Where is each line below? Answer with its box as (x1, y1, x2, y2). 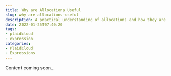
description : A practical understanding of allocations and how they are (5, 17, 166, 22)
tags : (5, 27, 17, 32)
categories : (5, 41, 31, 46)
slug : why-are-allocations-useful (5, 12, 79, 17)
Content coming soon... (5, 65, 55, 71)
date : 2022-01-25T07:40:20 (5, 22, 63, 27)
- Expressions (5, 50, 36, 55)
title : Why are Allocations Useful (5, 7, 81, 13)
